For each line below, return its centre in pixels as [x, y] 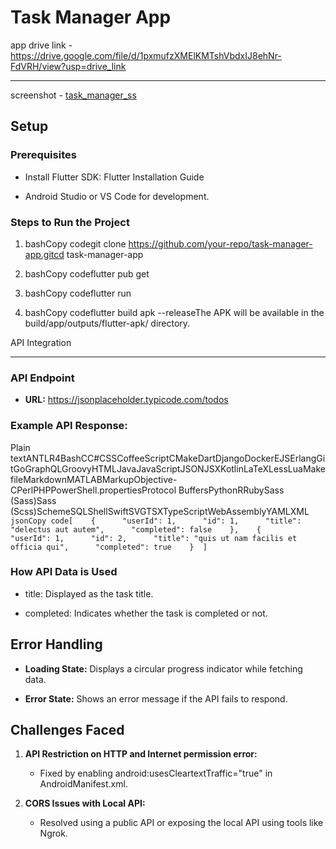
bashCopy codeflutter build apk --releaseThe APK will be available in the [174, 312]
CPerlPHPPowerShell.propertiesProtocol [93, 490]
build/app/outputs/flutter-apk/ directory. [107, 323]
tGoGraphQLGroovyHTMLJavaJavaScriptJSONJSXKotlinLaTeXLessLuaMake [168, 468]
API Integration [41, 342]
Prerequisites [43, 155]
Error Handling [56, 644]
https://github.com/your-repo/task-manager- [220, 243]
